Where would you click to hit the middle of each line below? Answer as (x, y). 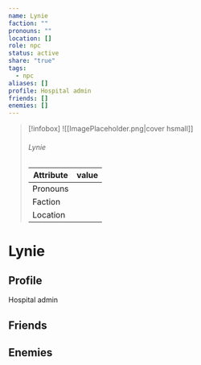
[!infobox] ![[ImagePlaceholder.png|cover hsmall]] (111, 129)
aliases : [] (28, 83)
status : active (34, 53)
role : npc (25, 46)
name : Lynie (28, 16)
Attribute (51, 176)
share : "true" (32, 61)
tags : (17, 68)
